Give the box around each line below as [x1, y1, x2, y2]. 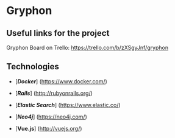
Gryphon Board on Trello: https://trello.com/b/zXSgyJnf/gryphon [6, 44, 169, 51]
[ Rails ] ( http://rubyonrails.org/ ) [15, 89, 93, 97]
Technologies [6, 61, 60, 72]
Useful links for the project [6, 28, 110, 38]
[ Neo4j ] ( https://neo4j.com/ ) [15, 113, 87, 120]
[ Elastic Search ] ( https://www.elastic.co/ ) [15, 101, 121, 108]
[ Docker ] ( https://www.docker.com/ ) [15, 77, 108, 85]
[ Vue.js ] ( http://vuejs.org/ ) [15, 125, 82, 132]
